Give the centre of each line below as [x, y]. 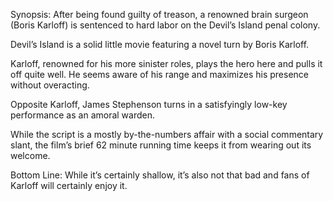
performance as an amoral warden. [83, 115]
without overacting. [50, 85]
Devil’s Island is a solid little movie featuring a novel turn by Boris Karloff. [160, 44]
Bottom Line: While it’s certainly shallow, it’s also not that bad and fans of [160, 175]
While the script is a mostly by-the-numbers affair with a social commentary [167, 134]
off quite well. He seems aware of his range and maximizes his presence [159, 74]
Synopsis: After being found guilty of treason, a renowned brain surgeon [159, 14]
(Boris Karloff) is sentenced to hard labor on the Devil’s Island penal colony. [165, 25]
